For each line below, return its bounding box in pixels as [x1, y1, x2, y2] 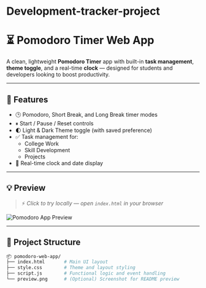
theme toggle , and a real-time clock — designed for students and [6, 64, 173, 72]
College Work [24, 139, 59, 147]
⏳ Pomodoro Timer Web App [6, 34, 154, 47]
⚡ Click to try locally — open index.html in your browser [21, 199, 164, 207]
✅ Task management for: [15, 133, 78, 140]
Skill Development [24, 146, 71, 153]
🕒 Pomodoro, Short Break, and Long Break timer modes [15, 111, 158, 118]
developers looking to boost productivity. [6, 71, 110, 78]
